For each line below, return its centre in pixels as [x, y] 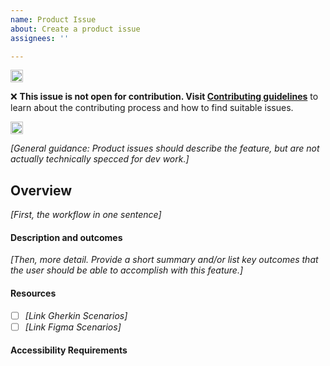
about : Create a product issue [75, 29]
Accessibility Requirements [69, 350]
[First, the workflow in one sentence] [86, 215]
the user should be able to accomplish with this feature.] [127, 270]
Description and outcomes [66, 237]
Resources [33, 293]
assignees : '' [40, 38]
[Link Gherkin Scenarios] [76, 315]
